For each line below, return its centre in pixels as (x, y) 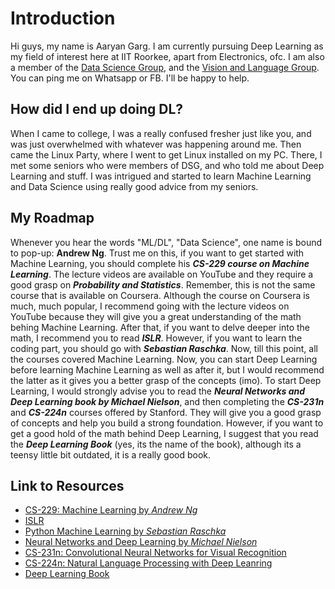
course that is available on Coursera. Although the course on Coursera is (160, 295)
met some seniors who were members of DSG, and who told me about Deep (167, 165)
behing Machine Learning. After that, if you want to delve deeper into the (160, 327)
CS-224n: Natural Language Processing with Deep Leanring (148, 563)
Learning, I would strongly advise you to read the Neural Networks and (158, 391)
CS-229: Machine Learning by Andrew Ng (111, 510)
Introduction (63, 18)
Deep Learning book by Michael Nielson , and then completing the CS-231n (167, 401)
